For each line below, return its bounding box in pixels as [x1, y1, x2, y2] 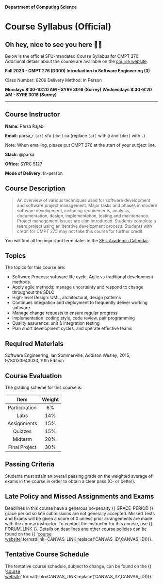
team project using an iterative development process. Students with [16, 223, 152, 229]
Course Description [5, 184, 65, 193]
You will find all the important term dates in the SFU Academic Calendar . [5, 237, 149, 243]
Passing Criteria [5, 460, 55, 468]
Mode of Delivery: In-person [5, 170, 63, 176]
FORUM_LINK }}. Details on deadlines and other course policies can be [5, 526, 147, 532]
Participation [8, 404, 37, 411]
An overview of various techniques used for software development [16, 197, 150, 203]
